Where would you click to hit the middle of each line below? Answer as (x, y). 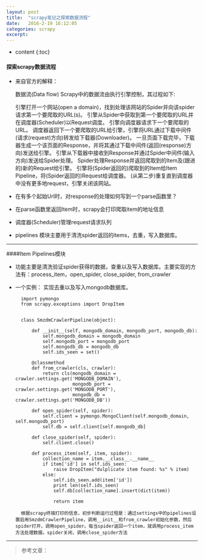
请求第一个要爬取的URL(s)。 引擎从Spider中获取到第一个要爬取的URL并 (104, 115)
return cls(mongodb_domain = (79, 374)
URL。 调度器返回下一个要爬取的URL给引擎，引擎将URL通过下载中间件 (103, 130)
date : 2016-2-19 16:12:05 (42, 23)
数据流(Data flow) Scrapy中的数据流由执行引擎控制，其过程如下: (95, 94)
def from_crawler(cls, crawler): (74, 368)
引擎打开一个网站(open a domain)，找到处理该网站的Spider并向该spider (105, 107)
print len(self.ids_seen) (86, 486)
